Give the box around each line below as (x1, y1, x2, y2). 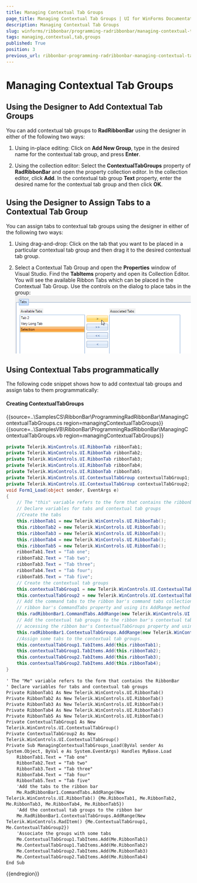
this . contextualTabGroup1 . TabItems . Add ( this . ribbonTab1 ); (16, 642, 161, 648)
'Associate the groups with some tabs (16, 830, 111, 836)
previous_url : (6, 53, 41, 59)
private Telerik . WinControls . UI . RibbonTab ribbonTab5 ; (6, 469, 143, 475)
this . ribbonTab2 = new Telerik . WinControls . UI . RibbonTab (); (16, 524, 167, 530)
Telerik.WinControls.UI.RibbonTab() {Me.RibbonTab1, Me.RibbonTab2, (6, 795, 177, 801)
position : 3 (6, 47, 35, 53)
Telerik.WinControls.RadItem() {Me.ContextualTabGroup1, (6, 818, 148, 824)
